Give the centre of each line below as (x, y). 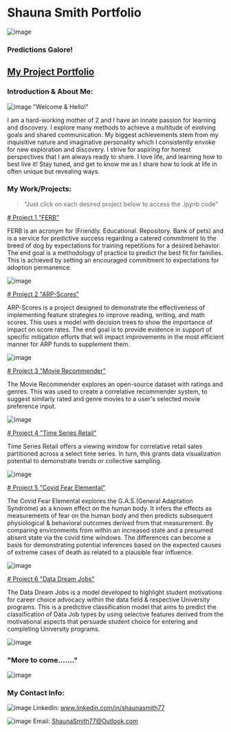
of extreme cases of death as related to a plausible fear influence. (100, 552)
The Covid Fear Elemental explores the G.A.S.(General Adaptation (100, 500)
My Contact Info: (36, 693)
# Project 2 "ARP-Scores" (43, 294)
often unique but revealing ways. (53, 171)
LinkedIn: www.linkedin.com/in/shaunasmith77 (99, 708)
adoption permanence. (40, 267)
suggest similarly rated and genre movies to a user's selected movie (104, 398)
